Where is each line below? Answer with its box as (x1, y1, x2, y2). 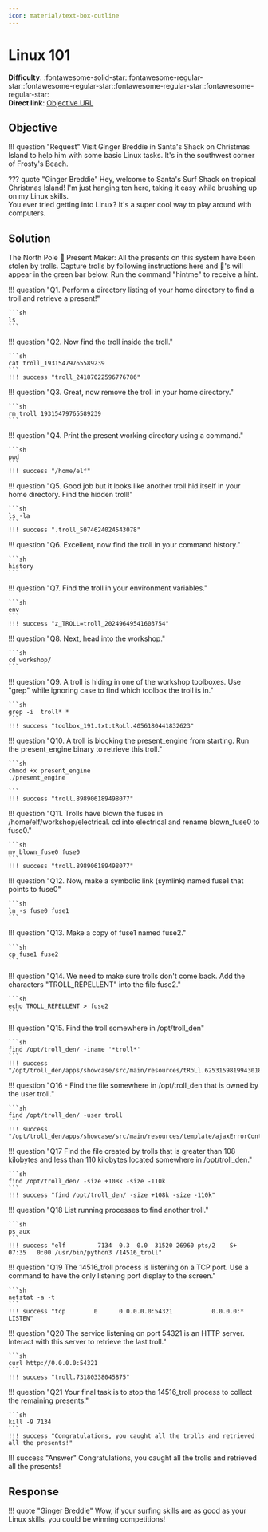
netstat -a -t (8, 1293, 56, 1301)
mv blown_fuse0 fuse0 (8, 848, 81, 856)
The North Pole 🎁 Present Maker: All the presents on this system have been (8, 253, 256, 263)
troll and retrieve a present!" (8, 294, 101, 303)
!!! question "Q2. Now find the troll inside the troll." (8, 337, 174, 347)
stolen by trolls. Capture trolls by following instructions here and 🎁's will (8, 261, 243, 271)
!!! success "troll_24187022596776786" (8, 373, 141, 381)
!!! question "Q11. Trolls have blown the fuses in (8, 809, 164, 819)
